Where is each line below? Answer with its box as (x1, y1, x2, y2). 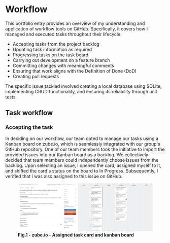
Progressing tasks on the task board (12, 52, 89, 58)
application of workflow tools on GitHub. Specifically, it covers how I (5, 25, 148, 31)
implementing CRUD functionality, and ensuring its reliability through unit (5, 88, 157, 94)
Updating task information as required (12, 46, 92, 52)
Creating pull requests (12, 73, 59, 79)
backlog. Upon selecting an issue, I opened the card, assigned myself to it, (5, 162, 161, 168)
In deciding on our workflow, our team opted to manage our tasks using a (5, 135, 159, 142)
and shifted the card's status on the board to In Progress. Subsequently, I (5, 167, 158, 173)
